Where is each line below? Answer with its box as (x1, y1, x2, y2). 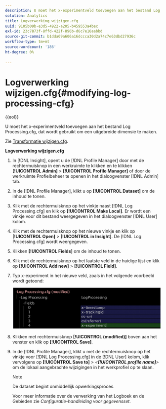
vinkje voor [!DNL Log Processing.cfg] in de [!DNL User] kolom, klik (12, 354, 150, 360)
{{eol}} (5, 114, 19, 120)
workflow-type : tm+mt (5, 40, 50, 44)
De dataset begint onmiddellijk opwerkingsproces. (12, 383, 115, 389)
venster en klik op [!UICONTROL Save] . (12, 339, 93, 345)
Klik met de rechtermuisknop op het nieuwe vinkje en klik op (12, 228, 135, 234)
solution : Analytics (5, 13, 48, 18)
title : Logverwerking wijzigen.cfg (5, 18, 79, 23)
